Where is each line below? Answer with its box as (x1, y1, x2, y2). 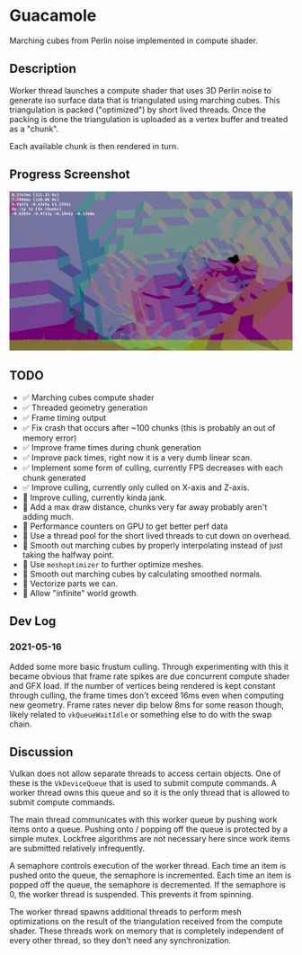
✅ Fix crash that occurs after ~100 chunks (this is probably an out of (22, 422, 276, 433)
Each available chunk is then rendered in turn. (9, 140, 180, 151)
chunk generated (22, 472, 86, 483)
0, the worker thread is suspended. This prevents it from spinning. (9, 889, 254, 900)
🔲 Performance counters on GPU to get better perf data (22, 521, 228, 531)
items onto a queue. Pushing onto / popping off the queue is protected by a (9, 824, 288, 835)
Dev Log (9, 613, 57, 629)
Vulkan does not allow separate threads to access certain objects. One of (9, 768, 281, 779)
